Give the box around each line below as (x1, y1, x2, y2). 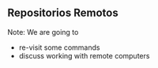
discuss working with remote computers (18, 51, 150, 60)
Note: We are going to (7, 27, 79, 36)
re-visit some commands (18, 43, 100, 52)
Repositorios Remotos (7, 6, 119, 20)
